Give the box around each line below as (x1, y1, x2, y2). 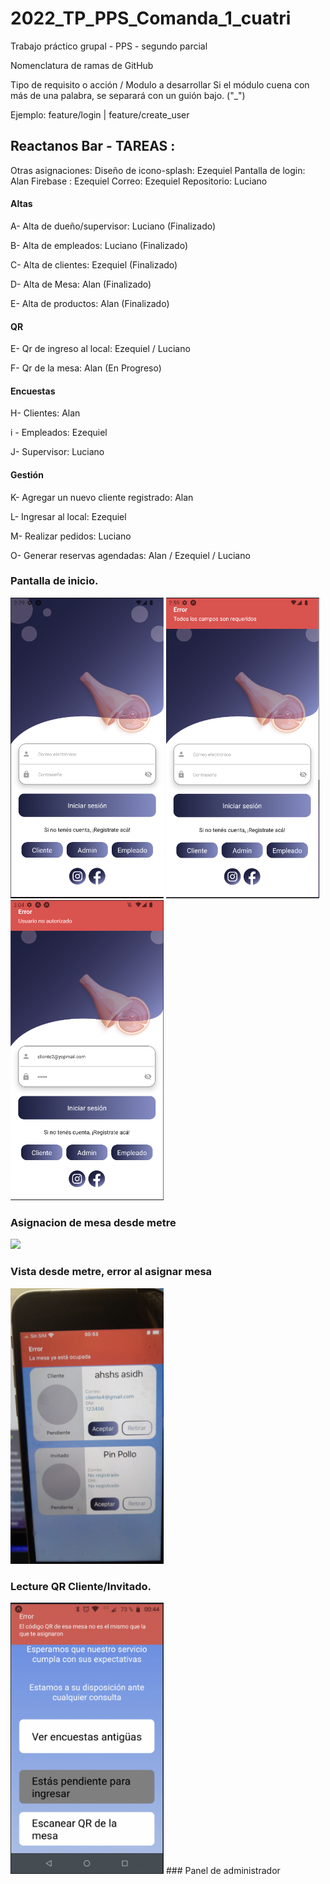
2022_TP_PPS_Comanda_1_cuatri (10, 7, 292, 30)
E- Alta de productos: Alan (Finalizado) (10, 297, 170, 309)
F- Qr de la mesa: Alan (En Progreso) (10, 362, 162, 374)
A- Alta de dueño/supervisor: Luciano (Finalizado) (10, 220, 217, 232)
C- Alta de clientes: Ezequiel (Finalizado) (10, 258, 178, 271)
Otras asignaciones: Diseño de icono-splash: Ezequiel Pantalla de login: (10, 164, 306, 176)
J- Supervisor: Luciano (10, 446, 105, 458)
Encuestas (10, 385, 56, 397)
